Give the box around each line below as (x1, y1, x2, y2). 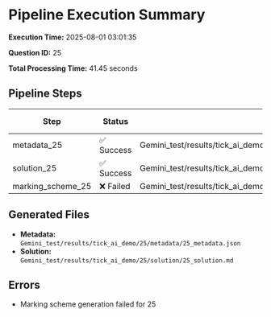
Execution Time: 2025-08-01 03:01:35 (8, 32, 137, 42)
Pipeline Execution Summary (8, 6, 206, 24)
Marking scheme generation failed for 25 (19, 299, 156, 309)
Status (102, 115, 129, 126)
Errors (8, 278, 40, 291)
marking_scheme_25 (12, 180, 92, 191)
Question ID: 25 (8, 47, 62, 57)
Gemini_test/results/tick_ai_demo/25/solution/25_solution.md (19, 256, 234, 265)
